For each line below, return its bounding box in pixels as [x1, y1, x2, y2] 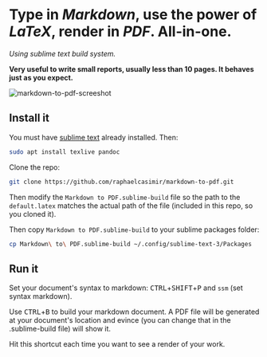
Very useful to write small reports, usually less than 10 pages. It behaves [9, 64, 254, 73]
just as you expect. [9, 73, 74, 82]
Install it [9, 112, 50, 125]
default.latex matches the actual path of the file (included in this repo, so [9, 201, 253, 210]
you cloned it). [9, 209, 57, 218]
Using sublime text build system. [9, 49, 116, 58]
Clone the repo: [9, 162, 61, 172]
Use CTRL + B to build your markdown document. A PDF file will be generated [9, 307, 260, 316]
